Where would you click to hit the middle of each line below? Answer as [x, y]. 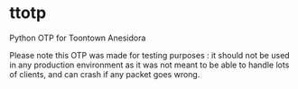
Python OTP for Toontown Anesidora [78, 38]
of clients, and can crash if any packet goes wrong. [105, 74]
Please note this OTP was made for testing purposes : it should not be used [150, 55]
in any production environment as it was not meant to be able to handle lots [149, 65]
